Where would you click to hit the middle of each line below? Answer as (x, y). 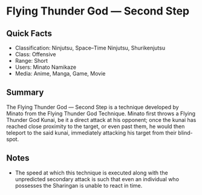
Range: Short (31, 61)
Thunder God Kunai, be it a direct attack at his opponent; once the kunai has (101, 120)
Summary (25, 93)
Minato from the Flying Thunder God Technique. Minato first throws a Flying (101, 113)
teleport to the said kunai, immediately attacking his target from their (92, 133)
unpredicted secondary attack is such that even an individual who (97, 179)
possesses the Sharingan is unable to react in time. (79, 185)
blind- (185, 133)
